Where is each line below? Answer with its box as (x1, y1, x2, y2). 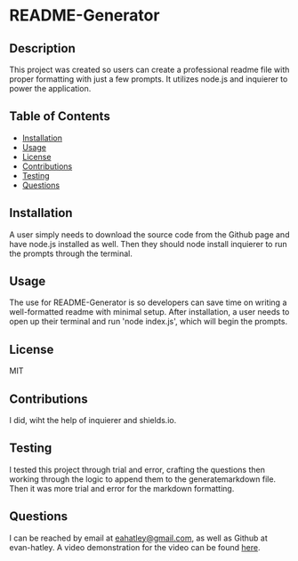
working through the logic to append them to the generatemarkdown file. (9, 473, 277, 485)
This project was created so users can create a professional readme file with (9, 64, 290, 75)
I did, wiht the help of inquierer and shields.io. (9, 415, 177, 426)
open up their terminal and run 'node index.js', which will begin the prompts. (9, 317, 287, 327)
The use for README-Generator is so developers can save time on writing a (9, 297, 287, 308)
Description (9, 41, 76, 56)
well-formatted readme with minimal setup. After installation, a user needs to (9, 307, 290, 317)
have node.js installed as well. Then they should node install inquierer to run (9, 238, 287, 249)
